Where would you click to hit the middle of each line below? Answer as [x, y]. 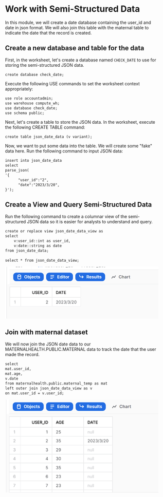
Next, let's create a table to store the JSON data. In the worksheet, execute [80, 122]
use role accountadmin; [29, 98]
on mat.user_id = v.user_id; [35, 393]
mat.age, [14, 374]
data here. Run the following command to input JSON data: [64, 151]
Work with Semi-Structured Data [72, 9]
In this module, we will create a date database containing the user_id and [78, 22]
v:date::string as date [38, 246]
